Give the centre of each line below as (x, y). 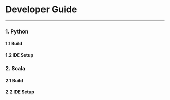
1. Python (17, 31)
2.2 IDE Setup (20, 92)
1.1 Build (14, 44)
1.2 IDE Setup (19, 55)
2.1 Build (14, 80)
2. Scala (15, 68)
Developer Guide (41, 9)
